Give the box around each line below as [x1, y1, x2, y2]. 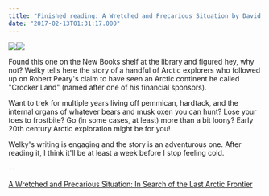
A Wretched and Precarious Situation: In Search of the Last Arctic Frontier [8, 179, 253, 189]
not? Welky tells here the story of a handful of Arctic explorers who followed [8, 65, 261, 75]
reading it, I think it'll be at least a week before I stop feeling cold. [8, 148, 225, 157]
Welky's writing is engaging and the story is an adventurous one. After [8, 139, 242, 149]
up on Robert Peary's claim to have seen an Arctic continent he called [8, 73, 240, 83]
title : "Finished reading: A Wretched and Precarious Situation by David [8, 11, 262, 20]
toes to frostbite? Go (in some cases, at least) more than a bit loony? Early [8, 115, 254, 125]
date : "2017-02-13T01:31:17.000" [8, 19, 121, 27]
